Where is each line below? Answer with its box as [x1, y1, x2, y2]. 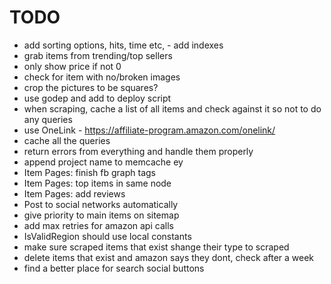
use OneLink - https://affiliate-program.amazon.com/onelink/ [23, 124, 276, 136]
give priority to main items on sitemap [23, 209, 180, 221]
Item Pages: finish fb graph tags [23, 166, 157, 178]
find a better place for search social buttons [23, 262, 205, 274]
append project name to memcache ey [23, 156, 184, 168]
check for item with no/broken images [23, 71, 181, 83]
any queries [23, 113, 73, 125]
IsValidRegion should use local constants [23, 230, 192, 242]
